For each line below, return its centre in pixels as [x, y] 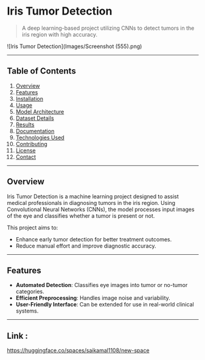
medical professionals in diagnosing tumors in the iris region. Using [91, 202]
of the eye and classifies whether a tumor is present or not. [81, 216]
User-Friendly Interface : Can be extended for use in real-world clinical [105, 305]
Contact [26, 157]
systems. [27, 311]
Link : [17, 336]
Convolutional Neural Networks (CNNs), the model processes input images [101, 209]
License [26, 150]
